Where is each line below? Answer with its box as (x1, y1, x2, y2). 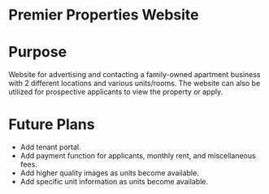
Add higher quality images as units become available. (20, 168, 199, 178)
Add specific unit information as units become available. (20, 177, 209, 187)
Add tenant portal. (20, 142, 81, 152)
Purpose (8, 43, 67, 62)
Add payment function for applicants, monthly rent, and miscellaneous (20, 151, 256, 161)
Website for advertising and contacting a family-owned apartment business (8, 70, 261, 80)
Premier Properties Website (8, 6, 199, 24)
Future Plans (8, 115, 95, 134)
